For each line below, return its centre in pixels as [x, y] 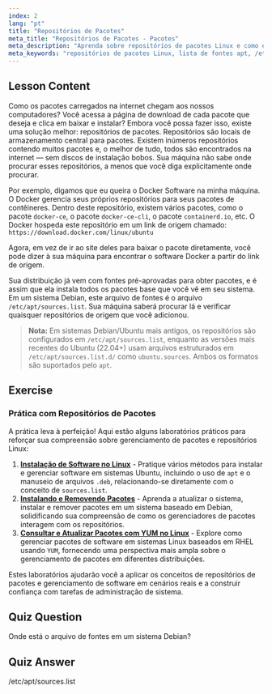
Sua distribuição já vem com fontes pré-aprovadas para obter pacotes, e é [133, 280]
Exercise [31, 391]
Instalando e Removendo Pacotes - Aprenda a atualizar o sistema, [132, 498]
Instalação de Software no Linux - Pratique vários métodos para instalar [141, 464]
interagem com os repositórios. [72, 524]
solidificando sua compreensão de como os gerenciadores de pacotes [138, 516]
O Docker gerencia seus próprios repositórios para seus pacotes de [121, 198]
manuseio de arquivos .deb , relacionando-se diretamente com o [127, 481]
